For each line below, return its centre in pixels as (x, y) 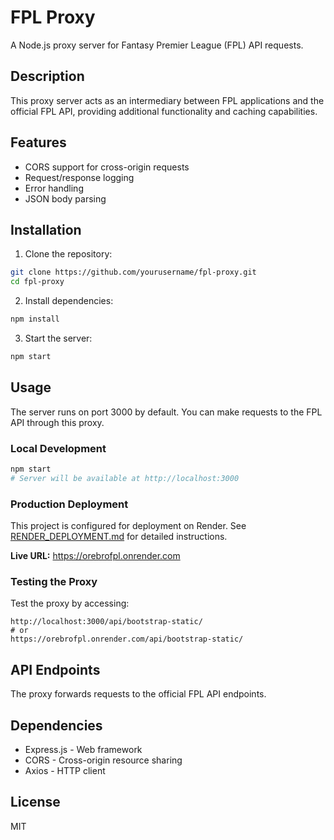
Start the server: (58, 338)
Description (47, 76)
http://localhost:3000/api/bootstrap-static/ (106, 622)
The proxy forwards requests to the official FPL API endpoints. (138, 694)
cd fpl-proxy (37, 282)
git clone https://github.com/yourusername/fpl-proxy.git (133, 272)
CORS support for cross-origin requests (107, 167)
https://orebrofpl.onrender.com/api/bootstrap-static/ (127, 639)
